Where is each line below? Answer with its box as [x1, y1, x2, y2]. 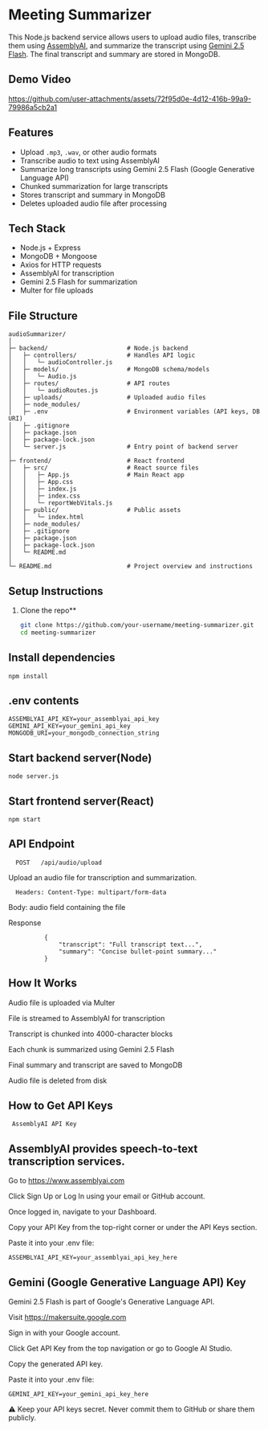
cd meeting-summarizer [19, 629, 96, 637]
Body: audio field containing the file [8, 902, 126, 912]
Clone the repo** [19, 605, 77, 615]
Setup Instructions [8, 584, 104, 598]
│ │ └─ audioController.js [8, 359, 113, 367]
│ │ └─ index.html [8, 513, 84, 522]
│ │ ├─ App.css [8, 478, 74, 486]
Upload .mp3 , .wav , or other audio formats [19, 147, 157, 157]
